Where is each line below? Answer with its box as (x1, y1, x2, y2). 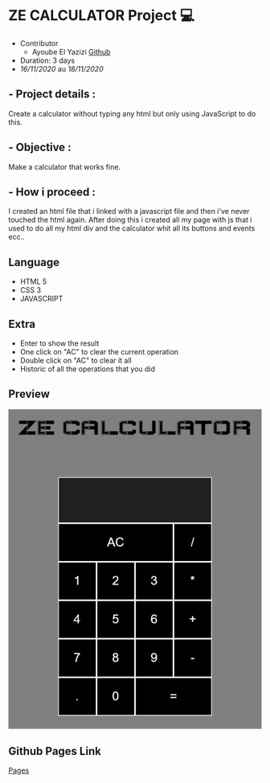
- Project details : (8, 88, 96, 101)
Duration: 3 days (19, 55, 75, 65)
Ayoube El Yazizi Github (31, 47, 111, 56)
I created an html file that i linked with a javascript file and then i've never (8, 207, 251, 216)
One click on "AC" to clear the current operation (19, 347, 179, 356)
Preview (8, 387, 51, 401)
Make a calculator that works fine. (8, 162, 121, 171)
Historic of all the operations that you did (19, 364, 155, 374)
